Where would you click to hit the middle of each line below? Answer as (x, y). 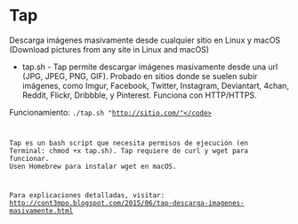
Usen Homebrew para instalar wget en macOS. (93, 166)
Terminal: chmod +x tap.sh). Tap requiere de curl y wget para (129, 151)
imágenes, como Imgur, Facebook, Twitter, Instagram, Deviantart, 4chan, (155, 85)
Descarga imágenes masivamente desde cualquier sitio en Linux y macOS (145, 40)
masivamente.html (41, 211)
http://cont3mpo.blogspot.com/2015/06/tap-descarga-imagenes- (127, 203)
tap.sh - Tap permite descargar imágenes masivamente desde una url (150, 67)
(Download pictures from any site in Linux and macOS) (109, 49)
